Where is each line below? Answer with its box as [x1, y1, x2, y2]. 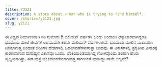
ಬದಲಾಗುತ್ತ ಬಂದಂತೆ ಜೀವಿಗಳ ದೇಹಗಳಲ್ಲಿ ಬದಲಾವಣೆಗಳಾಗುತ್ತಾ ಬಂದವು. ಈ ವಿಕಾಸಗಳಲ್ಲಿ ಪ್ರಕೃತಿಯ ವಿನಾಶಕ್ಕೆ [5, 45, 158, 51]
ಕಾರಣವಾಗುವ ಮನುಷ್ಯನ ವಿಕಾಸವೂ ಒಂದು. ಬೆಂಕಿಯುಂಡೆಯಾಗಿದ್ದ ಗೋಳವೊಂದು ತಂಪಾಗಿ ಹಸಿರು [5, 50, 139, 56]
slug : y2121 [5, 20, 29, 26]
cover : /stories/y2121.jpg [5, 16, 60, 21]
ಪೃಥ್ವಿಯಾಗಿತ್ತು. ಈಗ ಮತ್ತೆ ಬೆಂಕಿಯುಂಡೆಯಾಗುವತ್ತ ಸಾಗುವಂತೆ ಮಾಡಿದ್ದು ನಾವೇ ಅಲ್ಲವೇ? [5, 56, 129, 62]
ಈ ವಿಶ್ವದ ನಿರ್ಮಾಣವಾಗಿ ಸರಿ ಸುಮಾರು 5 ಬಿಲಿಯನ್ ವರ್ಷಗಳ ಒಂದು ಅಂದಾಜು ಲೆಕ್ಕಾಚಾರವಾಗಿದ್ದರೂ [5, 34, 147, 40]
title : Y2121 [5, 7, 32, 12]
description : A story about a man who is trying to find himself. [5, 12, 144, 17]
